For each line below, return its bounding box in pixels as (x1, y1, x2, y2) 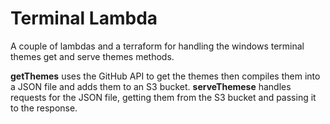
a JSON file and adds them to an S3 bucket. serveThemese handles (10, 80, 292, 92)
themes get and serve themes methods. (10, 50, 175, 62)
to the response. (10, 102, 78, 114)
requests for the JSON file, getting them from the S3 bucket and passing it (10, 91, 317, 103)
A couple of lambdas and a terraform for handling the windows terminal (10, 40, 305, 52)
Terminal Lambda (10, 7, 158, 30)
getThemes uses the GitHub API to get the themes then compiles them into (10, 70, 321, 82)
